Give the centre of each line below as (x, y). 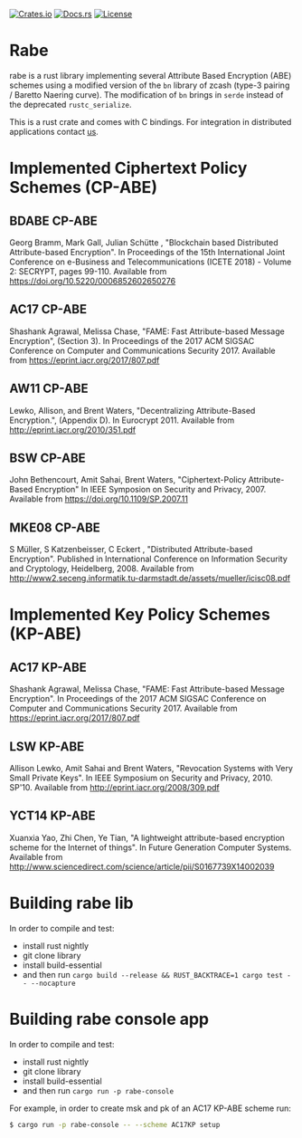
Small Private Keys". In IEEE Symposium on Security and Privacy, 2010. (141, 778)
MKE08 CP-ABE (55, 527)
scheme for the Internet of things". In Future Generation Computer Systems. (151, 847)
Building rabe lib (71, 903)
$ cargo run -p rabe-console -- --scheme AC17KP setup (115, 1124)
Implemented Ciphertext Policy (128, 168)
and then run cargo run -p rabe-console (98, 1090)
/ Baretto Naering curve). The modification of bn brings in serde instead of (146, 94)
